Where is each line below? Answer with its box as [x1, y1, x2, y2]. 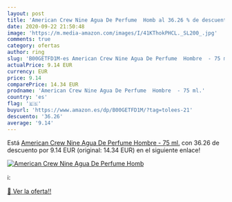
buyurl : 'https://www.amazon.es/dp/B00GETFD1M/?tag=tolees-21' [7, 107, 193, 113]
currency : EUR [7, 68, 48, 75]
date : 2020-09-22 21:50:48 [7, 23, 85, 30]
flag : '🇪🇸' [7, 100, 41, 107]
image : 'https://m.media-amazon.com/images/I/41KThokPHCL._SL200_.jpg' [7, 29, 217, 37]
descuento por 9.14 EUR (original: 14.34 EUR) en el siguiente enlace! [7, 146, 201, 154]
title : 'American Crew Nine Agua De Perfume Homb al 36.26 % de [7, 17, 199, 24]
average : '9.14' [7, 119, 54, 127]
